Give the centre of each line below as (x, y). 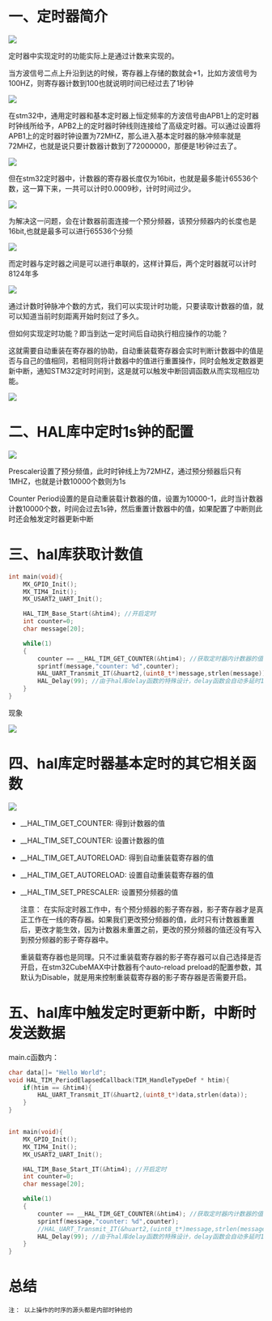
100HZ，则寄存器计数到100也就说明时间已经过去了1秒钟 (101, 83)
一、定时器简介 (58, 17)
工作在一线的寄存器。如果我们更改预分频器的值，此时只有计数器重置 (141, 919)
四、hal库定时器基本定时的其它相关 (125, 764)
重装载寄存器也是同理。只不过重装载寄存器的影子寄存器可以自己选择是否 (140, 956)
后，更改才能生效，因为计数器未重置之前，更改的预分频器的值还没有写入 (140, 930)
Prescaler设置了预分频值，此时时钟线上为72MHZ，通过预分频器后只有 (125, 471)
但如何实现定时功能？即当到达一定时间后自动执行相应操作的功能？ (118, 333)
